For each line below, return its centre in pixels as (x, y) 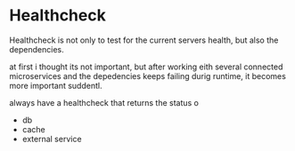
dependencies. (37, 49)
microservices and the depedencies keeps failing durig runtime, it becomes (148, 75)
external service (52, 139)
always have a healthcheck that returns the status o (104, 102)
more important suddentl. (56, 85)
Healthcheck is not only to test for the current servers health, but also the (144, 40)
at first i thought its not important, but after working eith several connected (146, 67)
